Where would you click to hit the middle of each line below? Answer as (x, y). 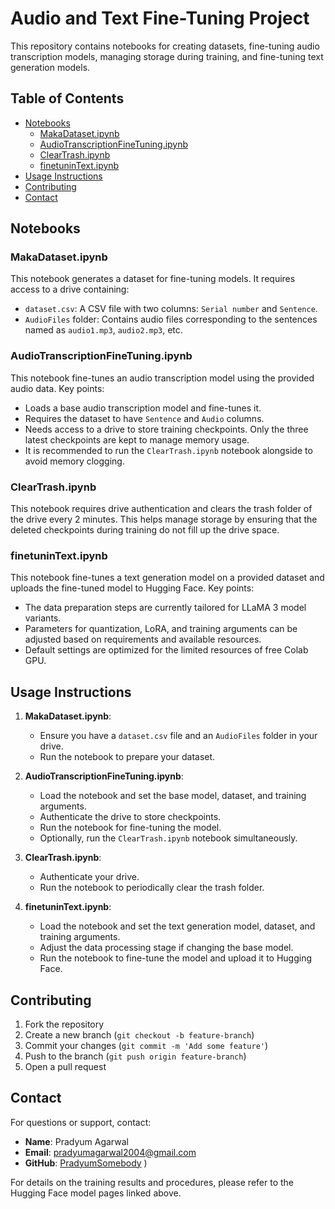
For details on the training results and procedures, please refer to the (152, 1182)
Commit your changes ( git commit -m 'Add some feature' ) (146, 1045)
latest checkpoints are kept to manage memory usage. (137, 439)
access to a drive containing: (70, 289)
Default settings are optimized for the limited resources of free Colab (166, 650)
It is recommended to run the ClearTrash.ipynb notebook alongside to (168, 450)
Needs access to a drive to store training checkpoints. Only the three (166, 429)
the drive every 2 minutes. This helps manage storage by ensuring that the (164, 519)
